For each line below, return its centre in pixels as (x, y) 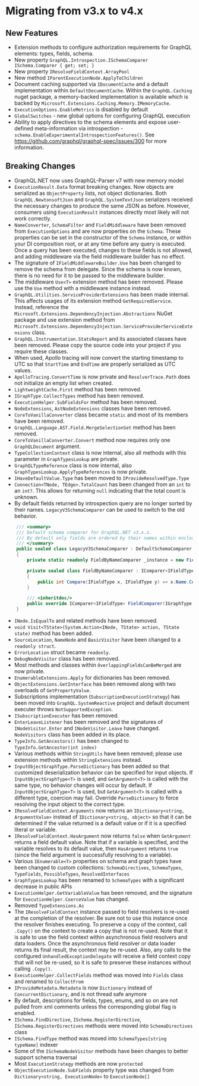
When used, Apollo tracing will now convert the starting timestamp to (99, 357)
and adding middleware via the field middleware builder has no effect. (99, 256)
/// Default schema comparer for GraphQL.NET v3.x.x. (84, 532)
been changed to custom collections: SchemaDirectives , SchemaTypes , (98, 867)
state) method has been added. (53, 633)
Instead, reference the (41, 307)
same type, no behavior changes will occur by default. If (83, 785)
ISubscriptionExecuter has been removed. (67, 715)
